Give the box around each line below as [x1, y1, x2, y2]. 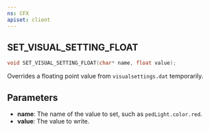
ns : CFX [7, 10, 30, 17]
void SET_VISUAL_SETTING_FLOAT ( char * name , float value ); [7, 59, 176, 67]
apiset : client [7, 16, 51, 23]
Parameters [7, 91, 58, 103]
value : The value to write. [16, 117, 90, 125]
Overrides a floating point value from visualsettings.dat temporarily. [7, 72, 204, 81]
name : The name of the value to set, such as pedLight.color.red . [16, 110, 202, 118]
